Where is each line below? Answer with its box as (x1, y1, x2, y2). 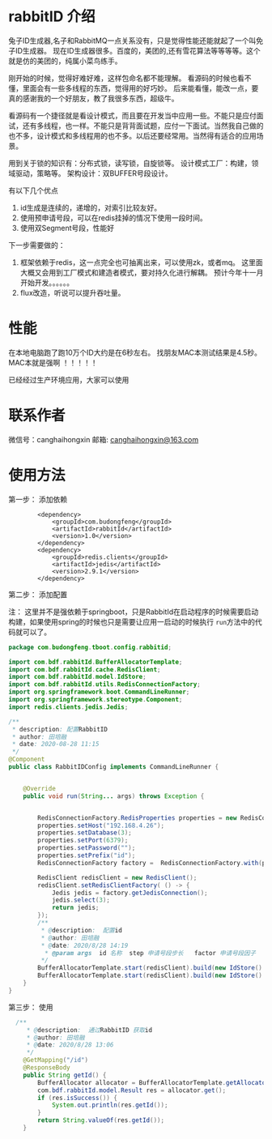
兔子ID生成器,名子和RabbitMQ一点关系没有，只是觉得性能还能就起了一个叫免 (8, 36, 264, 45)
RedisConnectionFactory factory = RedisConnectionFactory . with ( (37, 859, 263, 867)
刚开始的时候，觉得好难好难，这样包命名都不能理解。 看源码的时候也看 (8, 73, 244, 83)
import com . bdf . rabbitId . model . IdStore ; (8, 673, 147, 681)
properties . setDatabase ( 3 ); (37, 829, 132, 837)
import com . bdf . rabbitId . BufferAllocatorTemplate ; (8, 658, 183, 666)
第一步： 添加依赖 (8, 494, 67, 504)
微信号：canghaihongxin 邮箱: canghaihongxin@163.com (8, 434, 199, 444)
